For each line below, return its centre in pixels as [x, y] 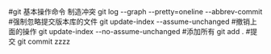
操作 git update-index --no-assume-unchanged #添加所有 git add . [133, 31]
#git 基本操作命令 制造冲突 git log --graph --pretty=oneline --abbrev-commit [135, 12]
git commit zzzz [44, 41]
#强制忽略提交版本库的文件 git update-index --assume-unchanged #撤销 [129, 21]
